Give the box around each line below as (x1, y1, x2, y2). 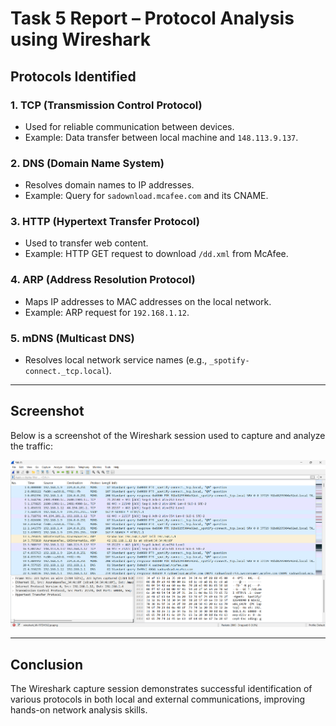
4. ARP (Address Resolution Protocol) (10, 273, 196, 287)
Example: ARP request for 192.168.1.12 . (24, 306, 190, 318)
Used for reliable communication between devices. (24, 120, 235, 132)
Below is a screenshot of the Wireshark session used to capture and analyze (10, 429, 326, 441)
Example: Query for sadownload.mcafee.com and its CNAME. (24, 190, 269, 202)
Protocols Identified (10, 68, 137, 85)
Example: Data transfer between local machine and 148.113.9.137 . (24, 131, 299, 143)
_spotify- (209, 356, 250, 366)
